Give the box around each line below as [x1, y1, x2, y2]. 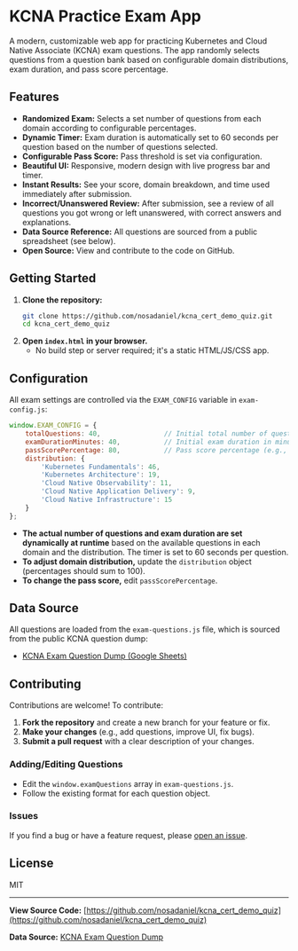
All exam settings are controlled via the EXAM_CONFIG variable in [9, 395, 238, 405]
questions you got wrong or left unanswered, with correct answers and [21, 207, 282, 218]
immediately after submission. [21, 188, 132, 199]
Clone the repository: [21, 295, 103, 305]
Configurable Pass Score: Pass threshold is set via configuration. [21, 151, 263, 161]
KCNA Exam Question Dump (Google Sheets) [21, 650, 188, 662]
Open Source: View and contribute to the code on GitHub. [21, 245, 235, 255]
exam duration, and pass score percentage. [9, 64, 169, 75]
